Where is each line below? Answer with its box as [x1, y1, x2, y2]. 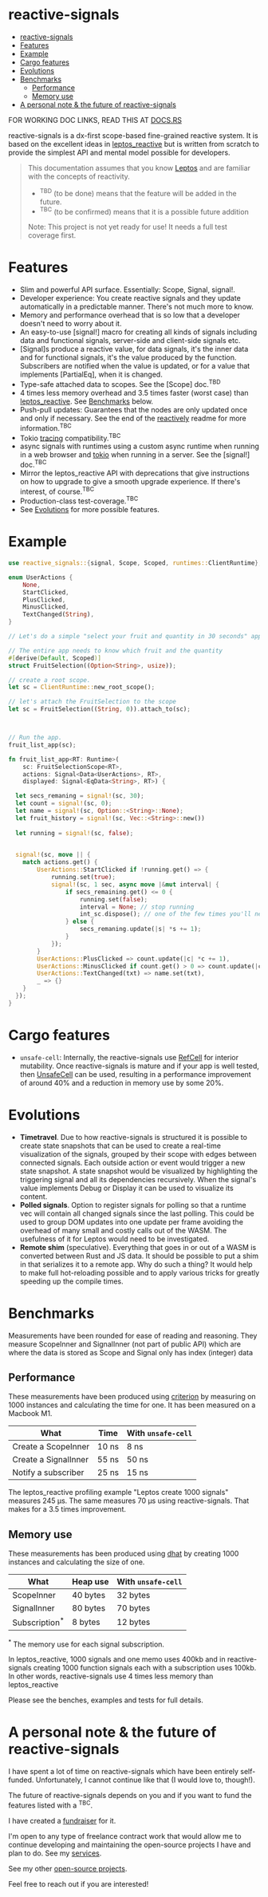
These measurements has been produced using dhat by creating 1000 [8, 1549, 239, 1559]
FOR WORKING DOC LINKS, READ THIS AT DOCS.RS [8, 115, 182, 124]
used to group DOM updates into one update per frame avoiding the [19, 1217, 243, 1226]
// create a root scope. [8, 676, 91, 684]
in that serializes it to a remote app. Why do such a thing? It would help [19, 1259, 253, 1269]
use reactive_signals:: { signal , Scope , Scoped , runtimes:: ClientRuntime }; [8, 559, 262, 567]
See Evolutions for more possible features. [19, 505, 160, 515]
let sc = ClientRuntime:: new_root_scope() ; [8, 684, 156, 692]
